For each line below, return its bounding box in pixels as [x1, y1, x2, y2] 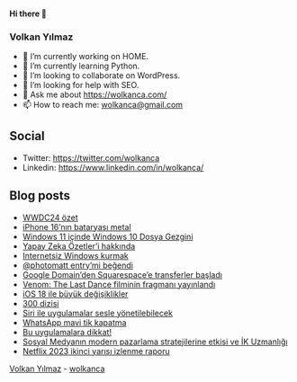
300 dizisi [22, 298, 59, 308]
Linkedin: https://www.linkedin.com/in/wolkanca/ [22, 162, 204, 173]
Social [9, 129, 45, 144]
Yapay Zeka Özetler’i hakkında [22, 240, 136, 252]
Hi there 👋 [9, 8, 47, 19]
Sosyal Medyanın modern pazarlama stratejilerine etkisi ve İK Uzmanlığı [22, 336, 288, 347]
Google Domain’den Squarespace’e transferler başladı [22, 269, 223, 280]
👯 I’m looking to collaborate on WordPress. [22, 69, 181, 81]
